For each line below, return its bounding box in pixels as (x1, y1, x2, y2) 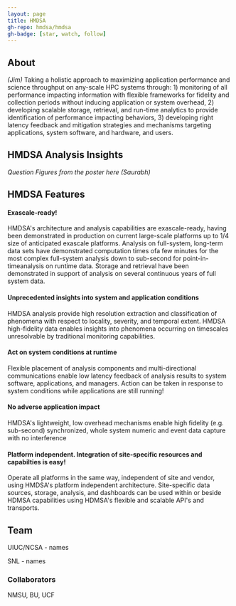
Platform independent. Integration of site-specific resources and (7, 450, 203, 459)
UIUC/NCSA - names (7, 543, 69, 552)
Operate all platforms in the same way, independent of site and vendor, (7, 474, 215, 482)
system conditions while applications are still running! (7, 386, 164, 395)
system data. (7, 277, 45, 285)
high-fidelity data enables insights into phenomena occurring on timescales (7, 324, 229, 333)
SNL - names (7, 557, 46, 565)
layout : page (7, 10, 46, 18)
